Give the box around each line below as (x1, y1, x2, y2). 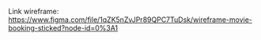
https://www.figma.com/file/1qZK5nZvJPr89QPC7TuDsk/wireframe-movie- (8, 15, 253, 24)
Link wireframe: (8, 7, 59, 16)
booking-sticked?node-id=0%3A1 (8, 24, 119, 32)
